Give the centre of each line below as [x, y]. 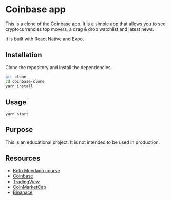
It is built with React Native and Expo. [45, 39]
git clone [16, 77]
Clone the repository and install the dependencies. [59, 67]
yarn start [17, 114]
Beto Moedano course [36, 170]
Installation [24, 55]
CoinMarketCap [29, 187]
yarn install [19, 86]
